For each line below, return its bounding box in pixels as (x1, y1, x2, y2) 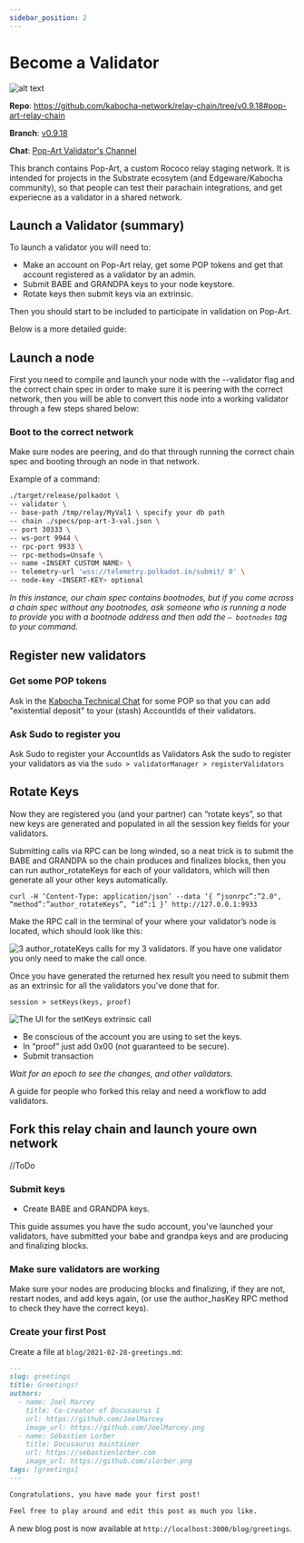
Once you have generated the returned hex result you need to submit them (9, 970, 289, 981)
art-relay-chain (9, 110, 65, 121)
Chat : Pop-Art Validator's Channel (9, 144, 137, 155)
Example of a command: (9, 473, 101, 484)
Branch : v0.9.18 (9, 127, 68, 138)
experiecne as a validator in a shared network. (9, 192, 183, 203)
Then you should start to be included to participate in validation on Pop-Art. (9, 306, 292, 317)
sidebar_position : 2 (9, 13, 88, 23)
